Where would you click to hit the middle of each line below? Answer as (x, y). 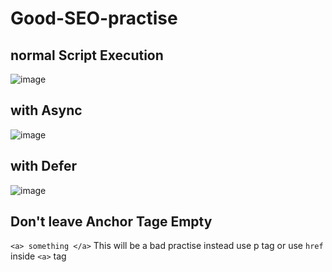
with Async (46, 110)
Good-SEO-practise (94, 18)
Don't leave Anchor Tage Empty (111, 222)
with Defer (43, 166)
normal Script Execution (87, 55)
